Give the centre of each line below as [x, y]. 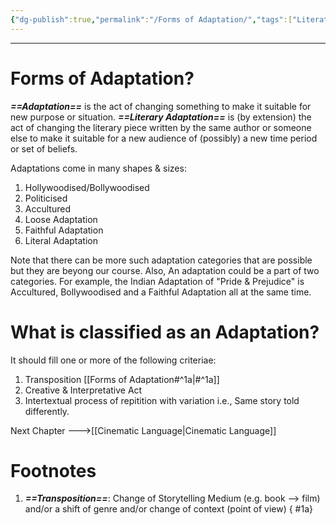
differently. [47, 411]
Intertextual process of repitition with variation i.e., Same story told [162, 400]
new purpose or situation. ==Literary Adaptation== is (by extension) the [161, 117]
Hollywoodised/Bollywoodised [87, 187]
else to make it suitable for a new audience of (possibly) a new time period [164, 138]
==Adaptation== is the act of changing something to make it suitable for [161, 106]
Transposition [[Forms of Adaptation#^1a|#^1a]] [122, 379]
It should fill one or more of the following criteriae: [113, 360]
